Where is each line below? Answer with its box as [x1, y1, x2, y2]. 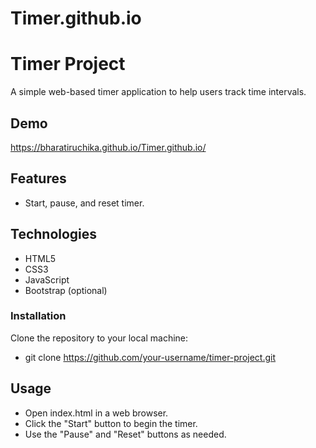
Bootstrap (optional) [24, 284, 108, 296]
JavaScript [24, 273, 70, 286]
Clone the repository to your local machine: [10, 332, 189, 344]
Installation [10, 309, 67, 323]
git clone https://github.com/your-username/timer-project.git [24, 351, 277, 363]
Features [10, 170, 67, 187]
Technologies [10, 226, 98, 243]
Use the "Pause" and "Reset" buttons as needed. [24, 428, 227, 440]
